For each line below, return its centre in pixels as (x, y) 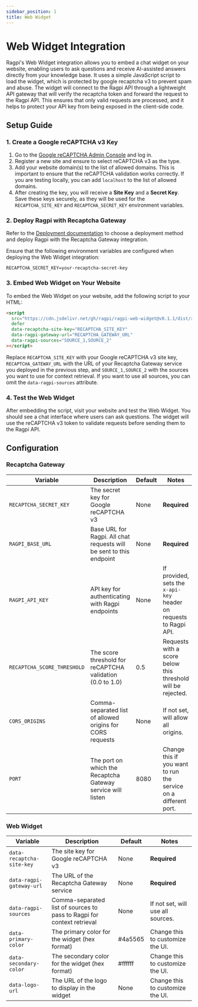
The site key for (73, 852)
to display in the (73, 988)
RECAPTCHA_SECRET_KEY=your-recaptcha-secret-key (67, 268)
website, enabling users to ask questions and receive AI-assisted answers (96, 69)
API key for (105, 589)
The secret (105, 490)
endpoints (104, 611)
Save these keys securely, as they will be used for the (80, 199)
